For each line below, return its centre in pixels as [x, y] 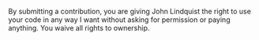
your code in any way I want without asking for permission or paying [119, 20]
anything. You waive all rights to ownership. [79, 28]
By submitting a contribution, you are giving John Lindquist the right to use [129, 11]
